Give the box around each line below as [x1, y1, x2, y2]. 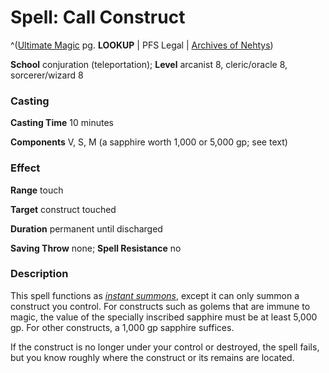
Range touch [10, 184, 64, 196]
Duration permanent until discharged [10, 222, 163, 235]
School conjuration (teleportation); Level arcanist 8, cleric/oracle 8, [10, 58, 288, 70]
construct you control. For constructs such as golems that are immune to [10, 300, 311, 312]
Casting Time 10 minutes [10, 117, 114, 129]
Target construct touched [10, 203, 117, 215]
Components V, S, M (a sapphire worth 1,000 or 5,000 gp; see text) [10, 136, 288, 148]
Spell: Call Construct [10, 6, 186, 29]
